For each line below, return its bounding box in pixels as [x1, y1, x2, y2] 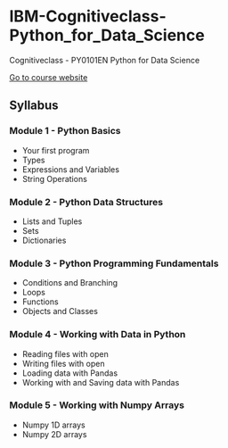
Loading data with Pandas [21, 368, 118, 378]
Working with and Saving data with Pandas [21, 377, 180, 387]
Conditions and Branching [21, 278, 118, 288]
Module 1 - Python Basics [9, 125, 122, 137]
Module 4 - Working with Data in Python [9, 328, 186, 341]
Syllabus [9, 98, 60, 113]
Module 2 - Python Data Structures [9, 195, 163, 208]
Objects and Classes [21, 306, 98, 317]
